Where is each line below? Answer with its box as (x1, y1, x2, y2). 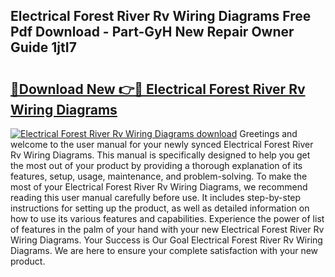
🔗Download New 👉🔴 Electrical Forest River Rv (10, 80, 306, 98)
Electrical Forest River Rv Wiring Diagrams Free (10, 8, 312, 25)
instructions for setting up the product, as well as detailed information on (10, 202, 310, 214)
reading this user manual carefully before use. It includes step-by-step (10, 192, 302, 203)
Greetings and (239, 128, 298, 139)
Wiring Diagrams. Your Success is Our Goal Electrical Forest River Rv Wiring (10, 234, 323, 246)
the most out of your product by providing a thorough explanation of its (10, 160, 303, 171)
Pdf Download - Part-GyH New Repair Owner (10, 24, 295, 41)
